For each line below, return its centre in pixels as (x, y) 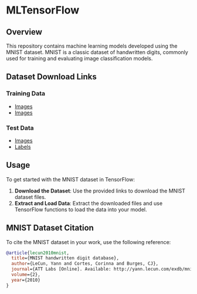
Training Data (26, 93)
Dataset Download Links (51, 77)
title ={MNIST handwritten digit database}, (65, 258)
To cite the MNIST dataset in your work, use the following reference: (89, 242)
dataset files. (30, 197)
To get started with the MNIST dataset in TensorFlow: (71, 179)
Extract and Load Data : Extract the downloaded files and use (89, 203)
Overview (24, 32)
